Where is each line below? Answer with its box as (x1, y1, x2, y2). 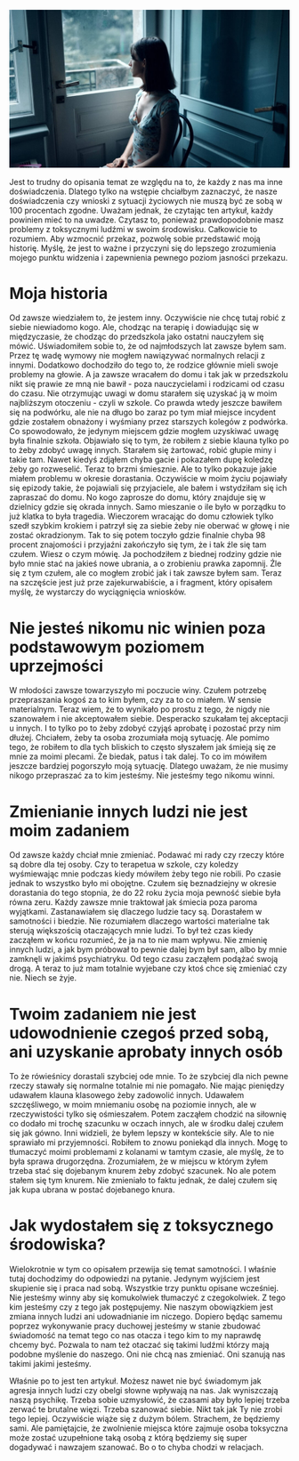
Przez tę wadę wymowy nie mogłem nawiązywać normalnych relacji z (9, 351, 265, 361)
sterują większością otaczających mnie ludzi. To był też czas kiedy (9, 925, 254, 936)
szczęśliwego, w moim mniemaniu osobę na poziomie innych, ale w (9, 1100, 256, 1110)
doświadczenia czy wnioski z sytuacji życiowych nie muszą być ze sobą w (9, 195, 283, 206)
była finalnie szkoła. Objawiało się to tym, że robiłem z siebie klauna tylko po (9, 435, 289, 446)
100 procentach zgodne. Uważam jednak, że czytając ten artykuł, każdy (9, 205, 274, 215)
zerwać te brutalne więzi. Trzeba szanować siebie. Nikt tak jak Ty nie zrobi (9, 1404, 283, 1415)
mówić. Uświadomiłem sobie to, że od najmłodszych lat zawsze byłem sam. (9, 341, 287, 351)
